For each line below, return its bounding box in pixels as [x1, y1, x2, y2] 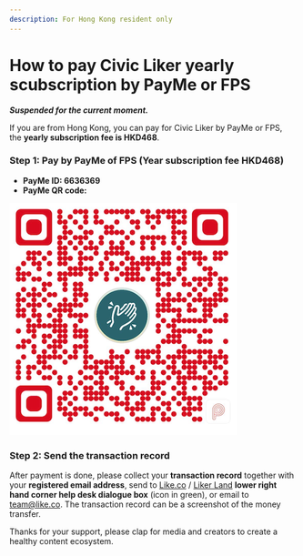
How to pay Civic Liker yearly [9, 55, 235, 76]
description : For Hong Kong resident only [9, 15, 173, 24]
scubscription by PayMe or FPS [9, 74, 251, 95]
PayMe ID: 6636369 [22, 175, 101, 186]
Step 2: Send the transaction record [9, 449, 170, 461]
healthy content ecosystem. [9, 536, 114, 547]
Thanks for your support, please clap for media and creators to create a [9, 526, 278, 537]
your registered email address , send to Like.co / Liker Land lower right [9, 480, 278, 490]
